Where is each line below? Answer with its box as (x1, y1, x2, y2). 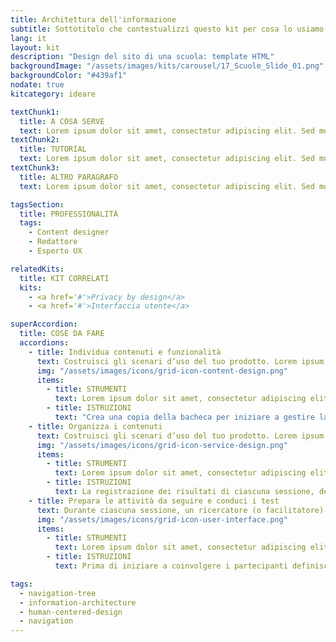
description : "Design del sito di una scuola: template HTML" (10, 52, 275, 62)
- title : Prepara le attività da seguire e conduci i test (28, 496, 280, 506)
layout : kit (10, 42, 60, 53)
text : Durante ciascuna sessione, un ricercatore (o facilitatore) (36, 505, 325, 515)
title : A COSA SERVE (19, 116, 105, 126)
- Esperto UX (28, 246, 83, 256)
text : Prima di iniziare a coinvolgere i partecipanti (54, 561, 288, 571)
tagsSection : (10, 199, 65, 210)
